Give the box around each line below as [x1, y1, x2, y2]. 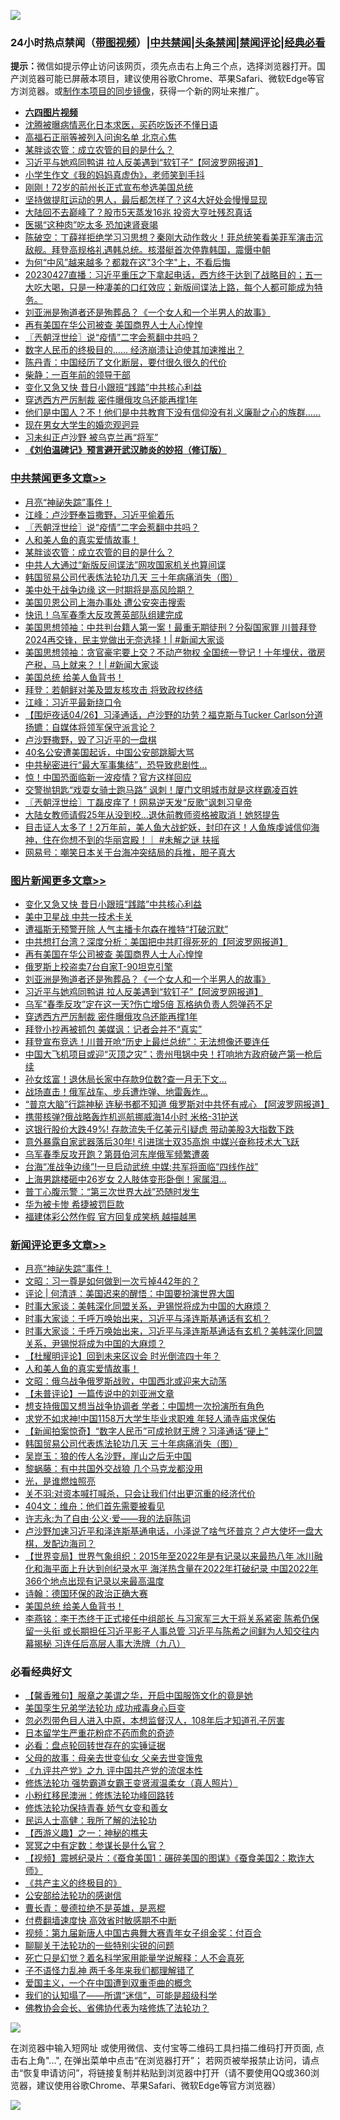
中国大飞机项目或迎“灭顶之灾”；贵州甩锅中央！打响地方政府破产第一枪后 [24, 1048, 323, 1060]
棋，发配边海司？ [24, 1538, 96, 1550]
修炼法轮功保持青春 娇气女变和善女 [24, 1802, 168, 1814]
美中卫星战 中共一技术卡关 [24, 910, 133, 922]
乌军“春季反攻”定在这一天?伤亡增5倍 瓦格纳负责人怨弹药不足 [24, 998, 273, 1010]
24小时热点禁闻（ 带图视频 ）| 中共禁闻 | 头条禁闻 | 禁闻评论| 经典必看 [10, 35, 326, 49]
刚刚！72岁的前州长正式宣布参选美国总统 [24, 181, 194, 194]
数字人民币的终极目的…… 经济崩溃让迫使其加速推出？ [24, 344, 245, 356]
